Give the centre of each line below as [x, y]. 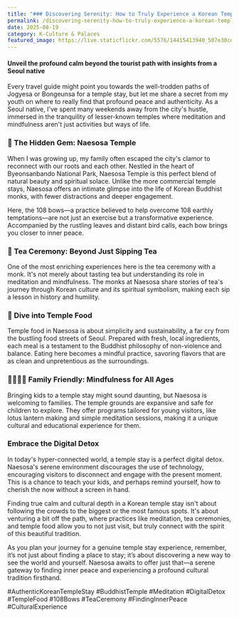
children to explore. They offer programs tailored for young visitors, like [112, 410]
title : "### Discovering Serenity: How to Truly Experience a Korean [113, 14]
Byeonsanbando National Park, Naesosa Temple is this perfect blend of [112, 173]
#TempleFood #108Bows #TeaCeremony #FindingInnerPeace [97, 599]
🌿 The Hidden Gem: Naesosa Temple [72, 143]
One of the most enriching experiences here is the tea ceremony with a [111, 266]
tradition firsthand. [34, 577]
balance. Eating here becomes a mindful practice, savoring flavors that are [117, 354]
